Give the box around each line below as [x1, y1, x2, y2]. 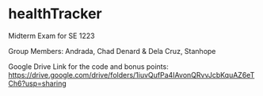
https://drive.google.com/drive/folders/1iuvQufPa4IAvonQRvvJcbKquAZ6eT [8, 70, 255, 79]
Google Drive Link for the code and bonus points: [8, 61, 169, 71]
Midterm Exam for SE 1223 [8, 31, 95, 40]
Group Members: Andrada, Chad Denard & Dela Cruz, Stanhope [8, 46, 216, 56]
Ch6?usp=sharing [8, 79, 67, 88]
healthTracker [8, 5, 102, 23]
